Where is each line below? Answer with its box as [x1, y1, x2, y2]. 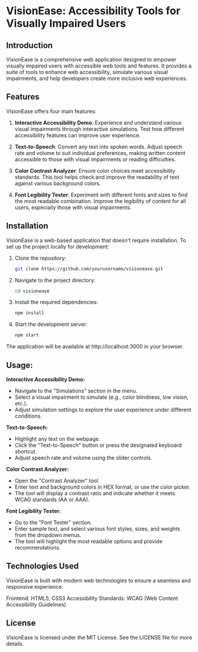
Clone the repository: [14, 254, 67, 262]
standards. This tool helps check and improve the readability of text [14, 173, 179, 180]
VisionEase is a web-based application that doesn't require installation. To [6, 237, 186, 244]
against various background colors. [14, 179, 102, 187]
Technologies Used [6, 561, 79, 572]
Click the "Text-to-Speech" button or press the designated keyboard [14, 441, 182, 448]
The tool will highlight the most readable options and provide [14, 537, 163, 545]
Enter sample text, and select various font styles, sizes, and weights [14, 525, 180, 532]
